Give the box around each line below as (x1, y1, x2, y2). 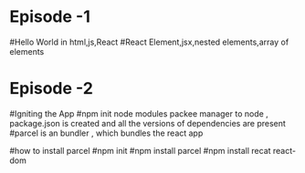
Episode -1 (9, 6, 91, 27)
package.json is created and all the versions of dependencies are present (9, 117, 286, 128)
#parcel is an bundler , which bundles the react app (9, 127, 204, 138)
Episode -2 (9, 78, 94, 99)
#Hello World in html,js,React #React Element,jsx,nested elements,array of (9, 36, 289, 47)
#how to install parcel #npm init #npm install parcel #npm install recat (9, 145, 271, 156)
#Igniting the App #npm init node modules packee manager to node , (9, 107, 269, 119)
